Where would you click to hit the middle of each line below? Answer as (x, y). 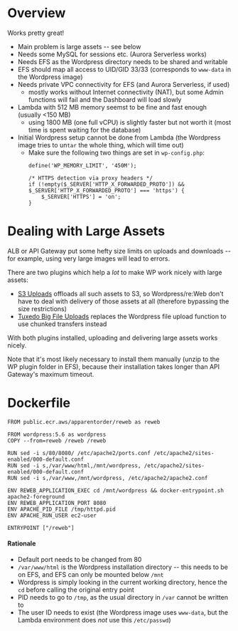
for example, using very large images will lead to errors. (89, 259)
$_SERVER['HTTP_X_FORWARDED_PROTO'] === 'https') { (106, 190)
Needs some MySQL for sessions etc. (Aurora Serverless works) (112, 54)
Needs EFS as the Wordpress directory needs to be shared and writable (123, 61)
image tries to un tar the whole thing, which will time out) (101, 145)
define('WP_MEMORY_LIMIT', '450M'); (82, 165)
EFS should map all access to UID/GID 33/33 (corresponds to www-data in (124, 69)
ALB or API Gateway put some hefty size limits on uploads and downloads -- (119, 251)
